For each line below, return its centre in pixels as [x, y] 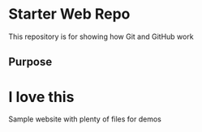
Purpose [30, 62]
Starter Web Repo [69, 14]
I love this [41, 97]
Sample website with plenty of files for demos [85, 119]
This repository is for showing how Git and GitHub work [101, 36]
